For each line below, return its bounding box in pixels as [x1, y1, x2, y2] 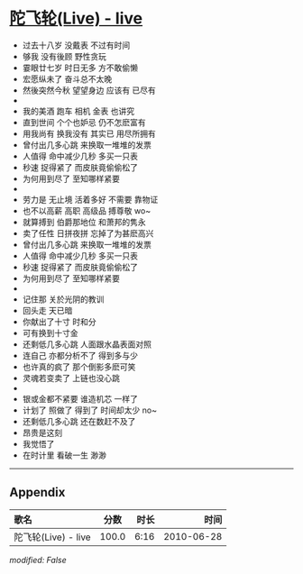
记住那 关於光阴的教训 [22, 294, 105, 305]
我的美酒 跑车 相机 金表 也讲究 [22, 105, 135, 116]
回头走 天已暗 [22, 305, 73, 315]
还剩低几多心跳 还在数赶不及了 [22, 415, 136, 426]
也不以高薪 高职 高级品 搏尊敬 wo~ [22, 205, 151, 216]
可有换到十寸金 [22, 327, 78, 338]
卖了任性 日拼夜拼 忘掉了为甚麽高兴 [22, 227, 154, 239]
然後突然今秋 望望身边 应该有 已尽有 [22, 85, 156, 96]
